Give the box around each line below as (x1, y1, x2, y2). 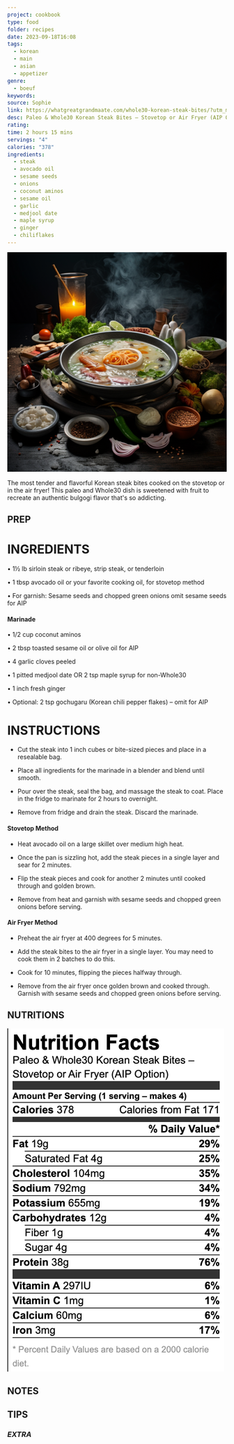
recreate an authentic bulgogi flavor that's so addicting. (7, 493, 166, 502)
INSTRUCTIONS (7, 722, 101, 738)
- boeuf (13, 84, 36, 92)
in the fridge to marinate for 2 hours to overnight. (17, 794, 158, 803)
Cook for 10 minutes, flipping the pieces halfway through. (17, 968, 182, 976)
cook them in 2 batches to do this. (17, 955, 116, 963)
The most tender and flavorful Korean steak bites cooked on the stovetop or (7, 478, 225, 487)
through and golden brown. (17, 882, 96, 890)
